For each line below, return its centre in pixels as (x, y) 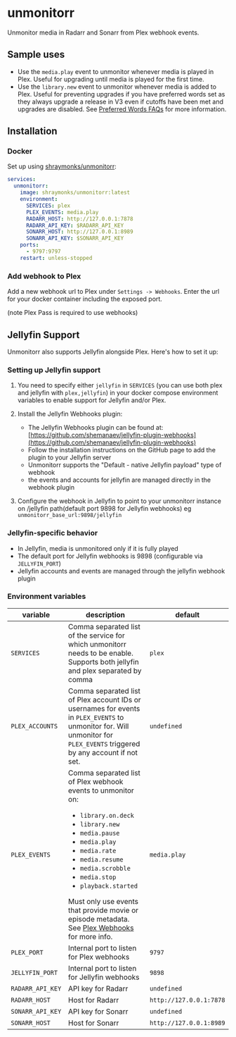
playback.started (109, 886)
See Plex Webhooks (101, 928)
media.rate (98, 851)
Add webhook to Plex (44, 276)
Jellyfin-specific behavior (53, 533)
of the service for (96, 635)
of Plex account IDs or (104, 700)
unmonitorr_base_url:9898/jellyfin (70, 516)
